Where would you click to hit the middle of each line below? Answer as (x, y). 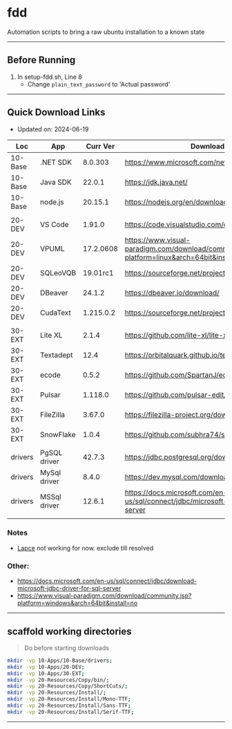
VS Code (55, 224)
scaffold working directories (70, 631)
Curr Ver (100, 146)
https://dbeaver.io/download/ (172, 293)
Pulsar (50, 394)
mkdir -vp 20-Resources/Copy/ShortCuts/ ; (68, 686)
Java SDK (56, 182)
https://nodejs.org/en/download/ (177, 202)
